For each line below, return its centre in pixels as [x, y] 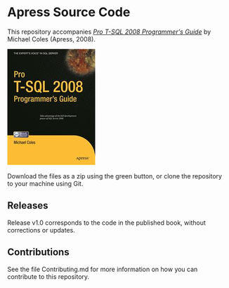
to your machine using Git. [45, 183]
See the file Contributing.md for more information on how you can [103, 269]
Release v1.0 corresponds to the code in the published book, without [106, 223]
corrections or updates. [41, 230]
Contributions [38, 253]
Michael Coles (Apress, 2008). [52, 39]
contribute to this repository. [48, 276]
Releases [28, 205]
